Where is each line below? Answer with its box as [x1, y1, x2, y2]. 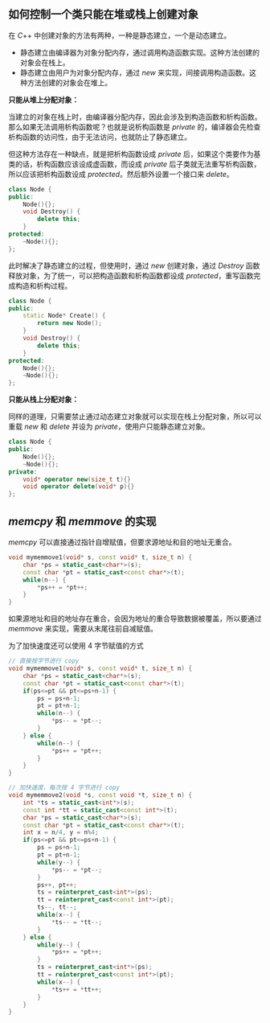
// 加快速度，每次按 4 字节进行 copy [8, 783, 121, 792]
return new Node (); [37, 319, 103, 327]
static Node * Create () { [22, 312, 106, 320]
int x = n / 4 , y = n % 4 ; [22, 828, 99, 836]
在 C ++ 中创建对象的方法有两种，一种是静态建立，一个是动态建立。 [8, 31, 231, 40]
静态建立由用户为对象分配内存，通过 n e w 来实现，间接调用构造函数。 [19, 68, 250, 77]
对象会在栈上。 [19, 57, 70, 67]
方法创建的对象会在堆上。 [27, 77, 112, 87]
